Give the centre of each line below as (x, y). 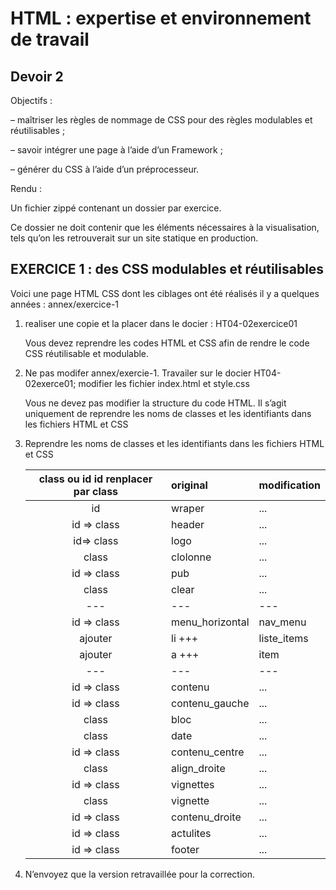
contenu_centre (208, 752)
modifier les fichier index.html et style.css (164, 383)
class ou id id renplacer (95, 479)
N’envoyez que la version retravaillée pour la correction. (140, 874)
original (189, 485)
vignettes (193, 784)
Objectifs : (31, 100)
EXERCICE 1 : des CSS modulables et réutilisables (167, 269)
